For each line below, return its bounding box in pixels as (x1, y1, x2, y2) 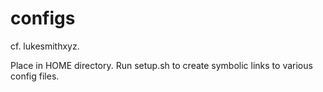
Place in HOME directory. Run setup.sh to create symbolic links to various (10, 59, 313, 71)
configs (10, 7, 76, 30)
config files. (10, 70, 60, 82)
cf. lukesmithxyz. (10, 40, 80, 52)
